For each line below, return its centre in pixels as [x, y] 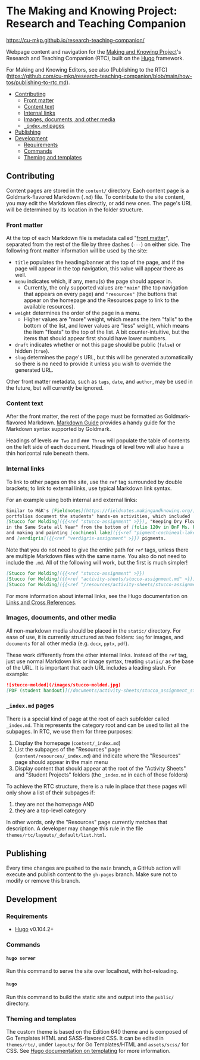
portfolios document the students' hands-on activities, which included [98, 516]
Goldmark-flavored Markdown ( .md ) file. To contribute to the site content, [96, 197]
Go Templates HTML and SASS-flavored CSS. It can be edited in [85, 1038]
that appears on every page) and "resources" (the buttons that [100, 294]
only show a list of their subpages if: [51, 793]
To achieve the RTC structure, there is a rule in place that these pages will [96, 786]
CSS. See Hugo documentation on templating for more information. [88, 1050]
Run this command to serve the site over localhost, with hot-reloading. [92, 971]
